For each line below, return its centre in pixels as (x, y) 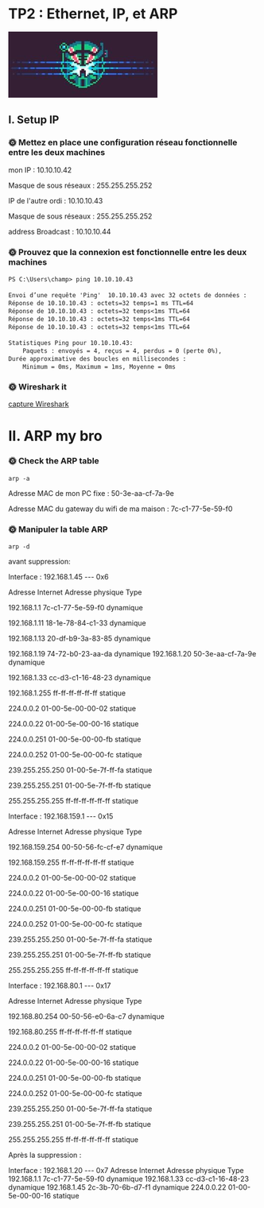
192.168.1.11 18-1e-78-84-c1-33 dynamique (77, 623)
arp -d (19, 547)
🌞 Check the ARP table (54, 461)
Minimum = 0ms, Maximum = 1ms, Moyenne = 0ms (99, 366)
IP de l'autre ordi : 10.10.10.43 (56, 200)
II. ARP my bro (56, 436)
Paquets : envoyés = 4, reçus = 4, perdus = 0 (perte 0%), (122, 350)
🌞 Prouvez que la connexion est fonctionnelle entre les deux (128, 252)
